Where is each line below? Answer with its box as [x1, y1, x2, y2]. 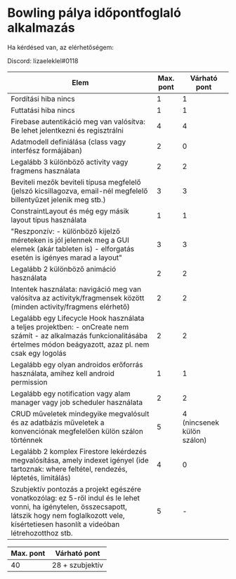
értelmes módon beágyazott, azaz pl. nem [11, 339, 150, 349]
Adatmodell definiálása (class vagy [11, 137, 126, 147]
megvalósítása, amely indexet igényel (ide [11, 455, 149, 465]
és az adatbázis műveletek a [11, 418, 105, 427]
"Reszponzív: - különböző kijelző [11, 226, 121, 236]
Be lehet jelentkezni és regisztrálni [11, 125, 124, 135]
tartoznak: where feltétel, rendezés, [11, 464, 128, 474]
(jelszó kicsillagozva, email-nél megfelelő [11, 186, 148, 196]
